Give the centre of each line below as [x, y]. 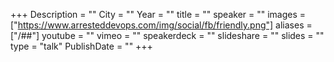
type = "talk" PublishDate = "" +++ [81, 46]
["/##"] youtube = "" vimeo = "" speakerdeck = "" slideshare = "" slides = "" [167, 35]
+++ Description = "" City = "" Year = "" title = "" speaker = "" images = [158, 14]
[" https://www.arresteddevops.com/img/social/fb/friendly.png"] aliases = [161, 25]
